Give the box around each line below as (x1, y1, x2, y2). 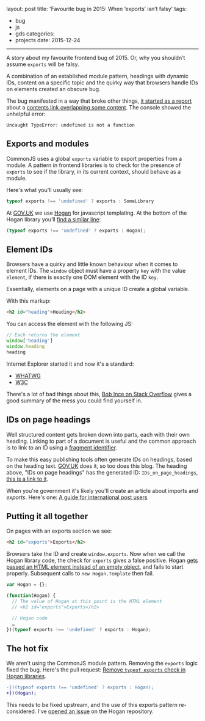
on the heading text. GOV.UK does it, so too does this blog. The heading (6, 462, 187, 470)
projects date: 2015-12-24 (15, 37, 81, 43)
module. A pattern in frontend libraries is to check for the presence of (6, 161, 181, 169)
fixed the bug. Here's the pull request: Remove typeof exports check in (6, 666, 186, 673)
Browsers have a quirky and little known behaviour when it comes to (6, 261, 178, 268)
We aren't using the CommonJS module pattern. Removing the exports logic (6, 660, 198, 667)
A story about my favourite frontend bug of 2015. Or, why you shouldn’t (6, 54, 185, 61)
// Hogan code (12, 615, 48, 621)
